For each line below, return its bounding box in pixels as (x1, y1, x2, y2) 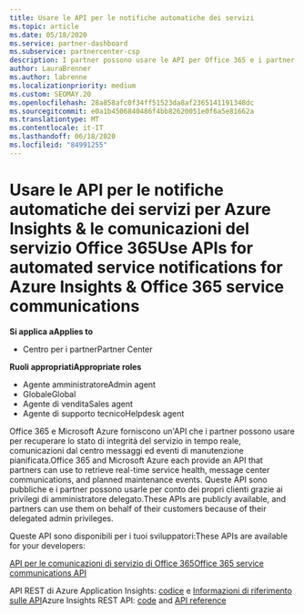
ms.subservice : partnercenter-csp (9, 47, 141, 56)
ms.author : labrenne (9, 73, 88, 82)
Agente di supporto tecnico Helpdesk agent (22, 407, 185, 419)
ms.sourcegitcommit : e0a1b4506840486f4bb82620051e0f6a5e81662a (9, 107, 255, 116)
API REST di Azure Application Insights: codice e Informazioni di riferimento (9, 585, 293, 596)
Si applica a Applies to (9, 325, 94, 337)
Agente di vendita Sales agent (22, 398, 134, 409)
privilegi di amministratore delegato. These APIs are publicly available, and (9, 493, 287, 504)
